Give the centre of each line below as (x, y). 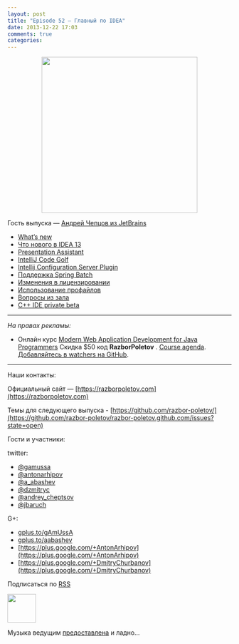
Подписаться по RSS (39, 584)
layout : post (27, 14)
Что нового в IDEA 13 (49, 245)
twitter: (18, 453)
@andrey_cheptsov (46, 497)
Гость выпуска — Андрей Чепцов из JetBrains (77, 223)
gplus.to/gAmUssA (45, 533)
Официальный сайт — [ (43, 389)
